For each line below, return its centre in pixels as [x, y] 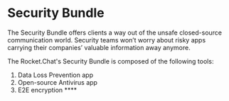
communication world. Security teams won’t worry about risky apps [107, 40]
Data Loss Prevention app [55, 75]
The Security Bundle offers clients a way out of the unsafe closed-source [115, 32]
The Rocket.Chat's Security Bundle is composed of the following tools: [111, 61]
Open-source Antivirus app [58, 82]
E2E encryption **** [47, 90]
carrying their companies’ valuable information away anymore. [99, 47]
